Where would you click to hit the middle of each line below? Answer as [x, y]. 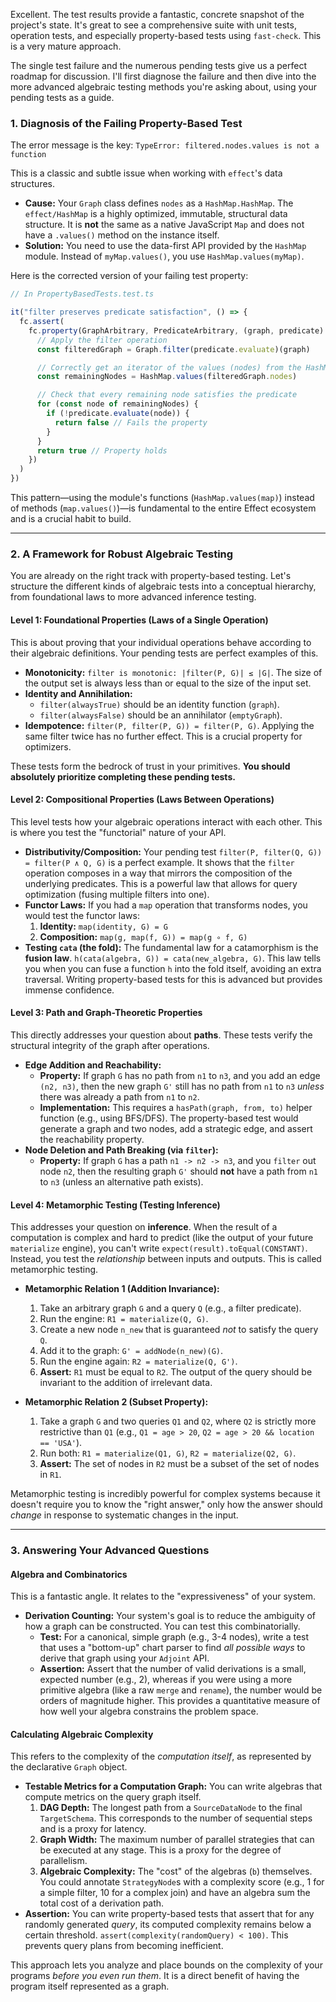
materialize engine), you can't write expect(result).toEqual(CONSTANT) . [159, 1248]
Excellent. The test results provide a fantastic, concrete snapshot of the [157, 14]
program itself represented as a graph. [90, 1986]
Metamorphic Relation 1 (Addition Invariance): [122, 1289]
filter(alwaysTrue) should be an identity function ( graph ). [159, 704]
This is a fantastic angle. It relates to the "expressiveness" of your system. [163, 1596]
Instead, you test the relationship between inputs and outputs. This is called [166, 1259]
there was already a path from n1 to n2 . [119, 1096]
